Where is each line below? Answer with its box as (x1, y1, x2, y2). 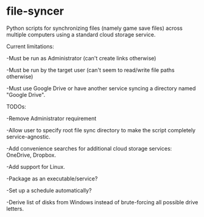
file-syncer (6, 4, 64, 18)
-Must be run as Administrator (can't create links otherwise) (6, 54, 157, 62)
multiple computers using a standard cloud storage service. (6, 30, 156, 38)
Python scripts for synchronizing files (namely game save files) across (6, 24, 183, 32)
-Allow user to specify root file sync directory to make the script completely (6, 126, 196, 133)
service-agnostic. (6, 133, 51, 140)
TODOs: (6, 102, 26, 110)
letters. (6, 205, 24, 212)
